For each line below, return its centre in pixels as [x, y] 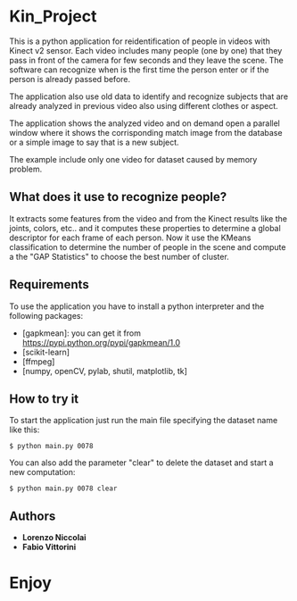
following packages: [46, 315]
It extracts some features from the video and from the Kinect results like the [148, 218]
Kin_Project [53, 17]
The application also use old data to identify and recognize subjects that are [148, 96]
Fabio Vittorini [49, 547]
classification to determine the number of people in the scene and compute [148, 246]
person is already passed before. [70, 79]
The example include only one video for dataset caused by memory [133, 159]
